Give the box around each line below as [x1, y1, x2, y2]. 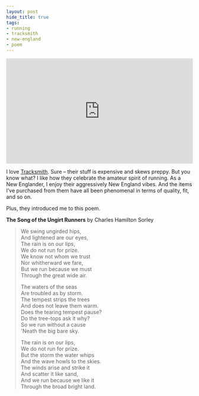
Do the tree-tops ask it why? [20, 315, 90, 322]
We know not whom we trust [20, 253, 91, 260]
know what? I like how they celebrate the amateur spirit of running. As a [6, 174, 181, 181]
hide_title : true [6, 14, 49, 20]
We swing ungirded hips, [20, 228, 82, 235]
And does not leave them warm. [20, 302, 99, 309]
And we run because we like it [20, 377, 95, 384]
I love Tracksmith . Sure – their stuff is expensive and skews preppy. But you [6, 168, 191, 175]
